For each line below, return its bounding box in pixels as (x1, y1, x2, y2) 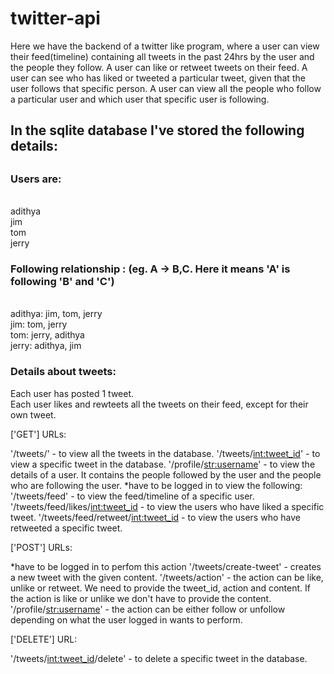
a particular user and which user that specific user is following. (10, 93, 270, 105)
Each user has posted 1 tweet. (10, 387, 135, 399)
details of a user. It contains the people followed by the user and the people (10, 468, 322, 481)
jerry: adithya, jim (10, 340, 82, 352)
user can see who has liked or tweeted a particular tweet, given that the (10, 72, 306, 84)
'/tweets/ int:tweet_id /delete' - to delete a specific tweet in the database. (10, 652, 308, 664)
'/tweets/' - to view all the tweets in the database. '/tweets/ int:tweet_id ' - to (10, 447, 321, 459)
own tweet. (10, 408, 57, 421)
